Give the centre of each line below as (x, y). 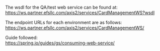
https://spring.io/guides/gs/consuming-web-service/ (60, 43)
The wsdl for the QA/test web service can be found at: (62, 7)
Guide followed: (21, 38)
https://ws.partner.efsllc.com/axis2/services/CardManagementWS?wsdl (80, 13)
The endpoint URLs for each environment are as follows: (64, 22)
